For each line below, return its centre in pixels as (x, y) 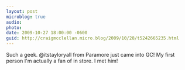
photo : (14, 27)
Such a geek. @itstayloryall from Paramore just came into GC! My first (90, 55)
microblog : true (26, 17)
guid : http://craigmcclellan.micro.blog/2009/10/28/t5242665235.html (93, 38)
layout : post (22, 11)
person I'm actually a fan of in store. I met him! (62, 61)
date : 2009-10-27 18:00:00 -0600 (47, 33)
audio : (14, 22)
